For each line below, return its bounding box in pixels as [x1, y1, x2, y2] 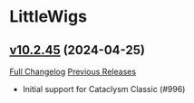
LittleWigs [9, 6, 88, 27]
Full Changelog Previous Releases [9, 66, 137, 77]
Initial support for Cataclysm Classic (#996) [22, 84, 186, 94]
